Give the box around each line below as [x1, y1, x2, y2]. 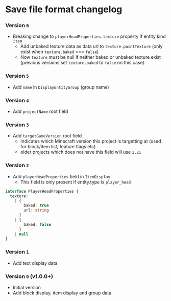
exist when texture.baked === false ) [20, 49, 99, 55]
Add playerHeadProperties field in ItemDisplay [12, 173, 111, 179]
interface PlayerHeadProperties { [5, 189, 79, 194]
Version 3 [5, 121, 29, 128]
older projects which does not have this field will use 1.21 [20, 149, 141, 155]
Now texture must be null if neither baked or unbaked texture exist [20, 54, 161, 60]
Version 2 [5, 162, 29, 169]
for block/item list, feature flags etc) [20, 144, 96, 150]
